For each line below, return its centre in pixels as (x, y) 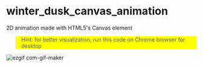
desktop (31, 46)
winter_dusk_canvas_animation (87, 11)
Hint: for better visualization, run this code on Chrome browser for (103, 39)
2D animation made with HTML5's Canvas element (69, 28)
